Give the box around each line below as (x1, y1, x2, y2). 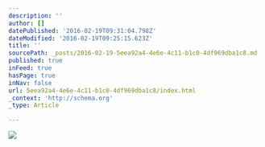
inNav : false (8, 79, 52, 87)
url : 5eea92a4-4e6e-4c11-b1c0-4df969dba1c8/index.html (8, 86, 197, 95)
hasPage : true (8, 71, 56, 80)
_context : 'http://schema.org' (8, 94, 114, 102)
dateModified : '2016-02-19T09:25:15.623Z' (8, 34, 153, 43)
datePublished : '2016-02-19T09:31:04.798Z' (8, 27, 157, 35)
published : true (8, 57, 63, 65)
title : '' (8, 42, 42, 50)
